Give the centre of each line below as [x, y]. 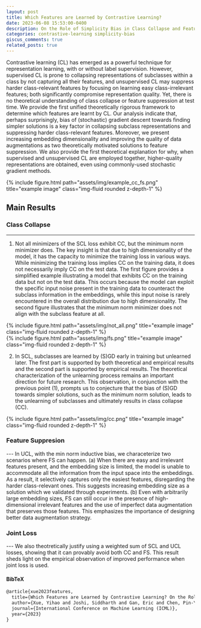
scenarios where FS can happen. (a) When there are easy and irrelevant [95, 460]
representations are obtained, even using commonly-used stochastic [91, 164]
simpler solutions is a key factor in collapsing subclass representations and [99, 126]
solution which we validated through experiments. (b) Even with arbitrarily [97, 492]
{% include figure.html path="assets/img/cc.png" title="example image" [95, 418]
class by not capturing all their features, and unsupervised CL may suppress [100, 81]
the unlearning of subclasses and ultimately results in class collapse [99, 400]
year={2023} [27, 614]
